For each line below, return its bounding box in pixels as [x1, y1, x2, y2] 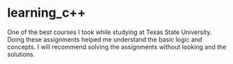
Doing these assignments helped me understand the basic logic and [7, 35, 202, 43]
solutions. [7, 50, 35, 58]
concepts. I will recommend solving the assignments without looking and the [7, 42, 227, 51]
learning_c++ [7, 5, 86, 21]
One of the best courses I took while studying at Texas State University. [7, 28, 212, 36]
